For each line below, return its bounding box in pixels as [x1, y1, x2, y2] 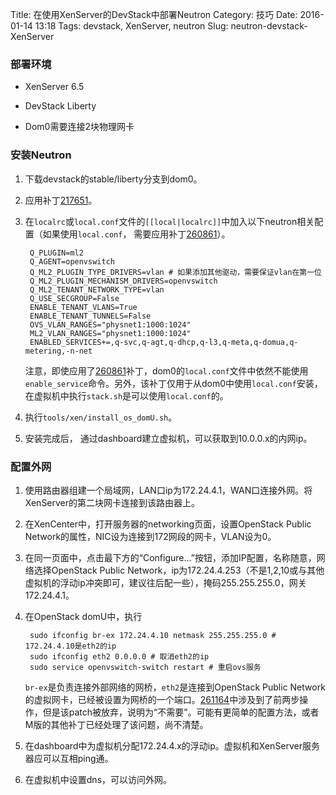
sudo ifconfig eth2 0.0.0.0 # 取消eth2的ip [29, 651, 210, 662]
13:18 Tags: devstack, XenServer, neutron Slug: [34, 20, 229, 32]
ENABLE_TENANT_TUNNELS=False [29, 311, 152, 321]
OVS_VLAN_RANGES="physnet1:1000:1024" [29, 319, 192, 330]
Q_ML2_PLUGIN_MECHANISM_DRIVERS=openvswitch [29, 276, 218, 286]
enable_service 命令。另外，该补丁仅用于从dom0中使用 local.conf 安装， [24, 377, 323, 389]
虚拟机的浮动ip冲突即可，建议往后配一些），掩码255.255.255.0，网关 [24, 576, 307, 588]
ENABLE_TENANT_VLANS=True [29, 302, 138, 312]
